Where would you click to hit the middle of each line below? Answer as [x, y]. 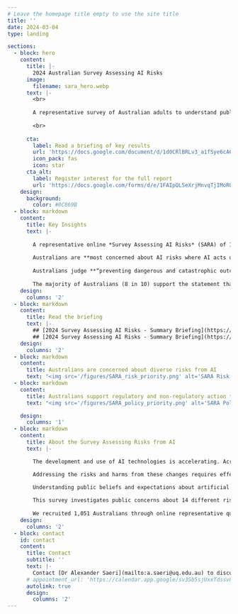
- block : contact [39, 533]
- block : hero [34, 53]
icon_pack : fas [55, 159]
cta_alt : [39, 172]
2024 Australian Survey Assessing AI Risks [98, 73]
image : [36, 80]
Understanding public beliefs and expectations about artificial [131, 487]
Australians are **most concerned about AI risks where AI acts [130, 258]
